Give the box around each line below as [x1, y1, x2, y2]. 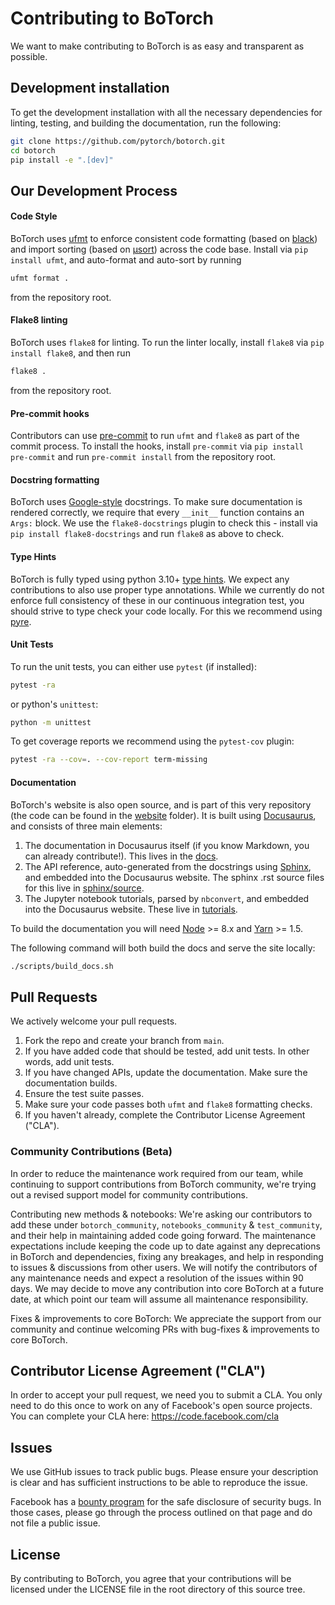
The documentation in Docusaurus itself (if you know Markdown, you [24, 839, 310, 851]
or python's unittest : [10, 698, 99, 710]
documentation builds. [24, 1077, 118, 1089]
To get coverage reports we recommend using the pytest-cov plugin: [10, 735, 295, 747]
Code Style [10, 210, 58, 222]
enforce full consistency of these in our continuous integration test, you [10, 594, 305, 606]
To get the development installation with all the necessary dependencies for [10, 106, 323, 118]
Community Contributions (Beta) [10, 1145, 173, 1159]
